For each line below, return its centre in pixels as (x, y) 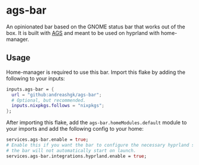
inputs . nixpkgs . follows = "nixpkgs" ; (58, 106)
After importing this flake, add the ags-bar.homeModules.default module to (97, 122)
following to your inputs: (36, 78)
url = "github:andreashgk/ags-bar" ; (57, 95)
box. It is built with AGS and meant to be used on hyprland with (83, 33)
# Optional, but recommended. (49, 100)
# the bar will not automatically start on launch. (71, 151)
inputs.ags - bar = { (30, 89)
